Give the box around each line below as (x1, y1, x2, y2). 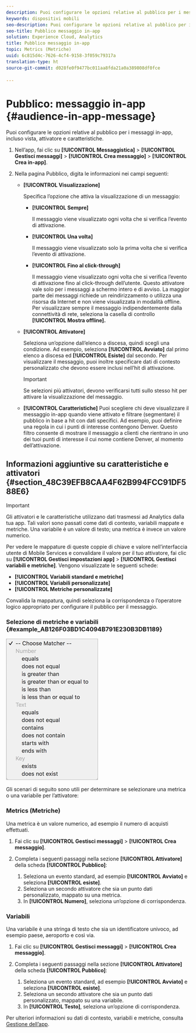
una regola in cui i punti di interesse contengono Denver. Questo (23, 423, 178, 430)
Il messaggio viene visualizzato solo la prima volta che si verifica (32, 245, 188, 252)
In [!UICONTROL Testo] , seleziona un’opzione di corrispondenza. (23, 1003, 181, 1010)
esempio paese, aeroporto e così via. (6, 932, 95, 939)
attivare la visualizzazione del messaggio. (23, 393, 124, 400)
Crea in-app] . (14, 159, 48, 166)
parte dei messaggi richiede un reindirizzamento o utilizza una (32, 292, 182, 299)
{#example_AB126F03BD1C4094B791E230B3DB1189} (6, 625, 163, 633)
